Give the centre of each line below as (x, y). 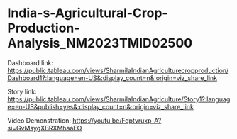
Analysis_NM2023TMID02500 (100, 43)
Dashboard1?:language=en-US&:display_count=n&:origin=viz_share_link (112, 78)
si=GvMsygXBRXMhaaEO (45, 128)
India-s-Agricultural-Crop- (88, 13)
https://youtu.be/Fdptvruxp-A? (117, 120)
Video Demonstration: (39, 120)
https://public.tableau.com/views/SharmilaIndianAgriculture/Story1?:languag (119, 99)
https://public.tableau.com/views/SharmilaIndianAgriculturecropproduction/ (118, 70)
